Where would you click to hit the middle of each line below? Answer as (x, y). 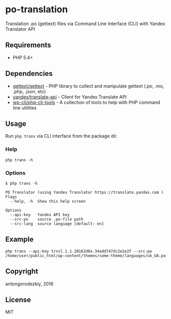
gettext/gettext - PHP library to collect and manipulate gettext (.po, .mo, (88, 86)
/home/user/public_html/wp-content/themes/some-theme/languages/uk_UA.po (86, 256)
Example (19, 239)
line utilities (25, 108)
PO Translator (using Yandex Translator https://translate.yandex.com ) (84, 192)
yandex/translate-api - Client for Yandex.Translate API (70, 97)
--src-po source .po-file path (47, 219)
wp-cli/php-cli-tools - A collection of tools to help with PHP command (86, 102)
